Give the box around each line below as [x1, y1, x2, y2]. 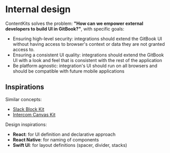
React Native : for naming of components [12, 136, 99, 143]
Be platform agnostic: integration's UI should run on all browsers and [12, 63, 157, 69]
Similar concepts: [5, 96, 42, 102]
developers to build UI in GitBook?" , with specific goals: [5, 25, 125, 32]
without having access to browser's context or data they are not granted [12, 41, 165, 47]
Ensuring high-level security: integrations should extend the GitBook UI [12, 36, 162, 42]
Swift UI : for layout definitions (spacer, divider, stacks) [12, 142, 128, 148]
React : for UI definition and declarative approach [12, 131, 116, 137]
